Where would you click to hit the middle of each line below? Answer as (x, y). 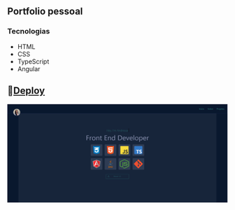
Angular (29, 68)
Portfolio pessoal (45, 12)
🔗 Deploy (26, 91)
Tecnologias (29, 31)
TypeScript (33, 61)
